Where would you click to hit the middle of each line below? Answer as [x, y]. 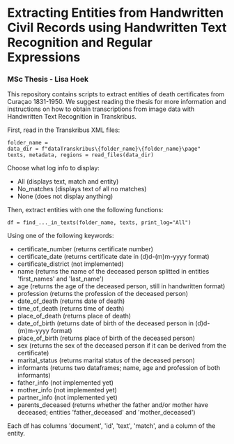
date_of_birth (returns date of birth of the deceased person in [105, 323]
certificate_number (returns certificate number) [85, 249]
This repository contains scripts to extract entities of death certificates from [116, 94]
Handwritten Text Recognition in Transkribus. [72, 117]
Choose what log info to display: [53, 168]
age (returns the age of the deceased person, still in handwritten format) [121, 286]
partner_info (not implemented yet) [68, 398]
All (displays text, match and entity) [68, 182]
